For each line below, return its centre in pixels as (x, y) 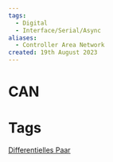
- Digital (31, 23)
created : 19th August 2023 (53, 52)
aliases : (23, 38)
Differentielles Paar (39, 150)
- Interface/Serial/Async (58, 30)
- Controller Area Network (60, 45)
